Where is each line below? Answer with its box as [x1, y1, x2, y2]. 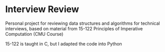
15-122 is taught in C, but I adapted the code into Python [5, 40, 122, 46]
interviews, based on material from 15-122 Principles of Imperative [5, 25, 143, 31]
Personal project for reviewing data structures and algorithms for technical [5, 20, 160, 26]
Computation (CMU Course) [5, 31, 64, 37]
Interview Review [5, 4, 79, 15]
